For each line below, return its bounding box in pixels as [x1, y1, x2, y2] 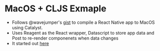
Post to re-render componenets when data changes [11, 35, 119, 41]
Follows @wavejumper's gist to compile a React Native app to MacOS [11, 19, 155, 25]
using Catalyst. [11, 24, 43, 30]
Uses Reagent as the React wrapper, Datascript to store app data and [11, 30, 155, 36]
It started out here [11, 40, 49, 46]
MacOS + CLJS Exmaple [4, 3, 107, 14]
